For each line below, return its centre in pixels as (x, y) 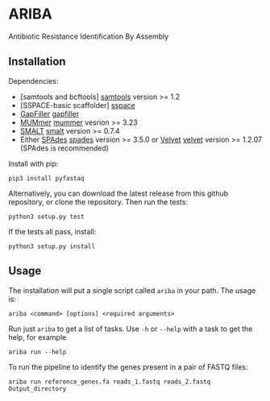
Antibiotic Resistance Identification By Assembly (89, 36)
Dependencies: (33, 81)
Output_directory (37, 389)
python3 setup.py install (52, 246)
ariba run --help (37, 352)
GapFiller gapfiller (50, 114)
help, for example (37, 337)
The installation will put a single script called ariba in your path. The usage (132, 290)
